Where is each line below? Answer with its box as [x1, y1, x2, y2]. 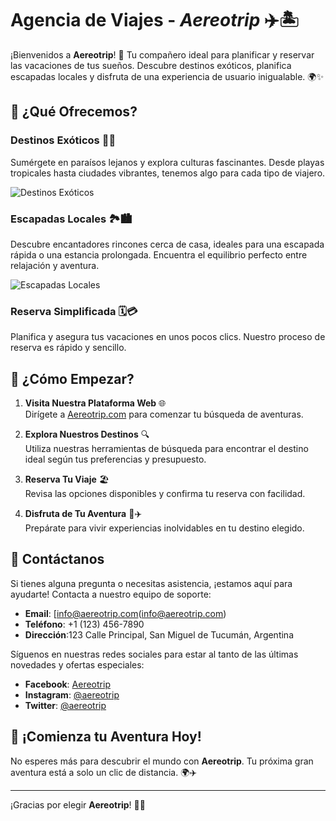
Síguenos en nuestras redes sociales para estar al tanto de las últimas [10, 648, 299, 660]
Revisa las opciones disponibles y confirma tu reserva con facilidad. [24, 488, 306, 500]
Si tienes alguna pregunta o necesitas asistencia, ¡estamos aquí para [10, 577, 293, 589]
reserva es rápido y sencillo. [10, 342, 127, 354]
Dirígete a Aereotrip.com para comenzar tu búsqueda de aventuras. [24, 408, 304, 421]
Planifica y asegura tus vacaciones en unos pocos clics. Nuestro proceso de [10, 331, 326, 343]
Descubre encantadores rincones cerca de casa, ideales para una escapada [10, 238, 325, 250]
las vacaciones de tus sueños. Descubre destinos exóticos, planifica [10, 59, 292, 71]
